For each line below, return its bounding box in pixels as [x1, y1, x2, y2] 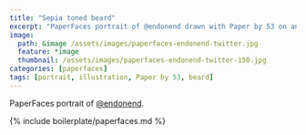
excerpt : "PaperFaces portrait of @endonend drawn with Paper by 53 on [9, 22, 287, 31]
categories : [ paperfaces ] [9, 65, 107, 74]
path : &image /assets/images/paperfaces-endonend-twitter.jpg [17, 38, 259, 48]
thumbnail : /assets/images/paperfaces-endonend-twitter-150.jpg [17, 56, 267, 65]
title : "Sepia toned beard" [9, 13, 117, 23]
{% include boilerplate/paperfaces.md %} [9, 115, 167, 126]
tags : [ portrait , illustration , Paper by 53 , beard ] [9, 73, 214, 82]
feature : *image [17, 47, 79, 57]
